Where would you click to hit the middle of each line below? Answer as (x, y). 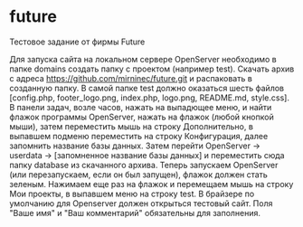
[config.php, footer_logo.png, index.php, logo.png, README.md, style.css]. (149, 98)
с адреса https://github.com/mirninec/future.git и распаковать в (131, 78)
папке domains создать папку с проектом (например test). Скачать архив (152, 69)
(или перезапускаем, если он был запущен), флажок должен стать (139, 175)
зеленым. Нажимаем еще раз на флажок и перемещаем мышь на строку (151, 184)
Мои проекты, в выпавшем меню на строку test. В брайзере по (132, 194)
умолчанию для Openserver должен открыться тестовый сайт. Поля (141, 203)
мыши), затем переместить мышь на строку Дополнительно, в (131, 126)
